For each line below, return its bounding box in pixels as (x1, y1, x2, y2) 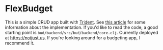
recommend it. (5, 40, 35, 46)
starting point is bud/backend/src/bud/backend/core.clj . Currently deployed (5, 29, 159, 35)
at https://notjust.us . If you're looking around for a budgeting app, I (5, 35, 140, 41)
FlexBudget (5, 3, 53, 14)
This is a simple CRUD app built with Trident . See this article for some (5, 19, 146, 25)
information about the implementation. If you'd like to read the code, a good (5, 24, 158, 30)
